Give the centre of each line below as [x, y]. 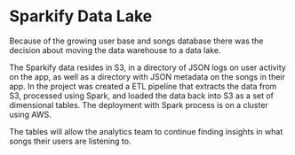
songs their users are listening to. [70, 141]
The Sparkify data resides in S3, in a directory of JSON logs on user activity [147, 67]
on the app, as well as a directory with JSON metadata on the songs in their [147, 76]
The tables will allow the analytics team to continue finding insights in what [146, 131]
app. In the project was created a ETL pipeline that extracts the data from [143, 86]
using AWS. [30, 114]
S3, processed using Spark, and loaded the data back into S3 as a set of [141, 96]
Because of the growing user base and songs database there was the [136, 41]
